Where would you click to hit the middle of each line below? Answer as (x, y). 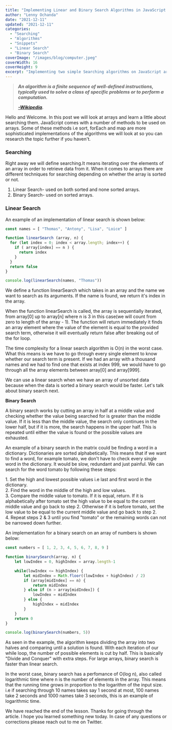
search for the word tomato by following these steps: (61, 469)
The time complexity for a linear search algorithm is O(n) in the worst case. (84, 348)
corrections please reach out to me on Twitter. (54, 722)
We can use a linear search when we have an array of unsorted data (77, 380)
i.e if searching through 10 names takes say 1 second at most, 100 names (82, 690)
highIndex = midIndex (56, 605)
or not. (12, 180)
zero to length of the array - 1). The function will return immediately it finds (84, 322)
